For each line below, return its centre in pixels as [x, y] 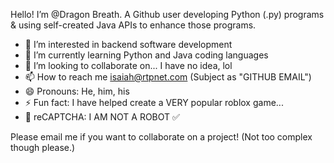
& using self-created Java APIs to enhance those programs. [133, 25]
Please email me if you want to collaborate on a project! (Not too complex [161, 137]
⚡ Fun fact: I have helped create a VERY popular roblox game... [154, 102]
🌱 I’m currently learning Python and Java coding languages [146, 55]
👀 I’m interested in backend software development [128, 44]
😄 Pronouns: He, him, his [77, 91]
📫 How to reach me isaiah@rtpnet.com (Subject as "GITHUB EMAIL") [168, 77]
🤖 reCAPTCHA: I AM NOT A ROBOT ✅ [102, 117]
